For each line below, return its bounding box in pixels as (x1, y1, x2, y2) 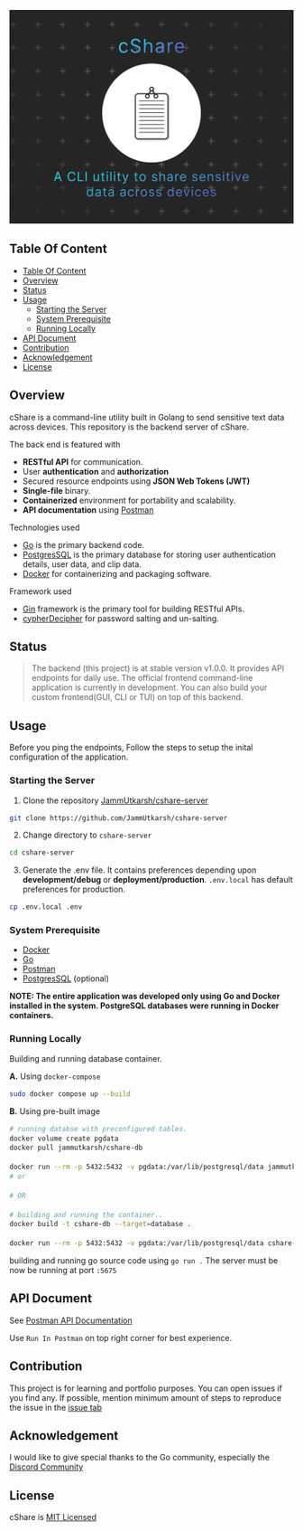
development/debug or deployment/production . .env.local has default (22, 874, 293, 885)
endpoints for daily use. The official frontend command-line (31, 673, 253, 684)
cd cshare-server (9, 848, 75, 857)
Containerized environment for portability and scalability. (22, 495, 236, 506)
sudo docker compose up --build (9, 1089, 131, 1099)
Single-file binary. (22, 485, 91, 496)
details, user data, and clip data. (22, 558, 142, 570)
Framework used (9, 585, 72, 597)
